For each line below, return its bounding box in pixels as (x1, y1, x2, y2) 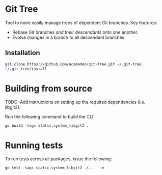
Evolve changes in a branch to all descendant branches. (12, 34, 126, 40)
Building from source (5, 83, 92, 94)
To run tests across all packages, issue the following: (5, 156, 112, 162)
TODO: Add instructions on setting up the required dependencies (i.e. (5, 99, 146, 105)
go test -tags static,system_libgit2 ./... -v (5, 166, 105, 171)
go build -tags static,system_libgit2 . (5, 123, 89, 128)
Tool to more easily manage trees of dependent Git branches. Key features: (5, 20, 157, 26)
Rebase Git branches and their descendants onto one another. (12, 29, 138, 35)
